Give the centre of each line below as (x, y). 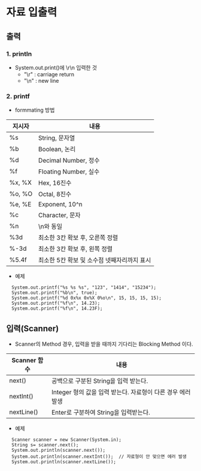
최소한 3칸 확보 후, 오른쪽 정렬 (78, 238)
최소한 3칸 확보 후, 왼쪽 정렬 (75, 249)
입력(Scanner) (33, 328)
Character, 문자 (59, 215)
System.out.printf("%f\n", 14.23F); (57, 309)
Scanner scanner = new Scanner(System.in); (66, 439)
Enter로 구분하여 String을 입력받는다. (101, 412)
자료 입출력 (32, 12)
